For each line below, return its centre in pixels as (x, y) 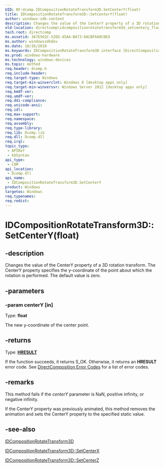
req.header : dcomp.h (26, 69)
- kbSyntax (18, 155)
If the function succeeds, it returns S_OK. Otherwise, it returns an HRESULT (81, 362)
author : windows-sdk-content (35, 19)
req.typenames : (20, 196)
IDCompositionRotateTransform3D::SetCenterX (52, 450)
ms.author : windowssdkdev (31, 42)
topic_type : (17, 146)
